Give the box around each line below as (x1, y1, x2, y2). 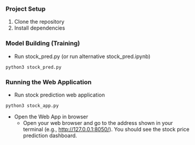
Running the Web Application (5, 78, 92, 86)
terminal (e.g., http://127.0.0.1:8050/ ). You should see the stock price (23, 125, 190, 133)
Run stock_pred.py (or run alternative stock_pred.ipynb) (14, 53, 151, 60)
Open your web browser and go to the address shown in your (23, 119, 173, 126)
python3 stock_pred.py (5, 64, 62, 70)
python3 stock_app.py (5, 102, 59, 108)
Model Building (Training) (5, 39, 81, 47)
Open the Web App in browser (14, 113, 88, 120)
